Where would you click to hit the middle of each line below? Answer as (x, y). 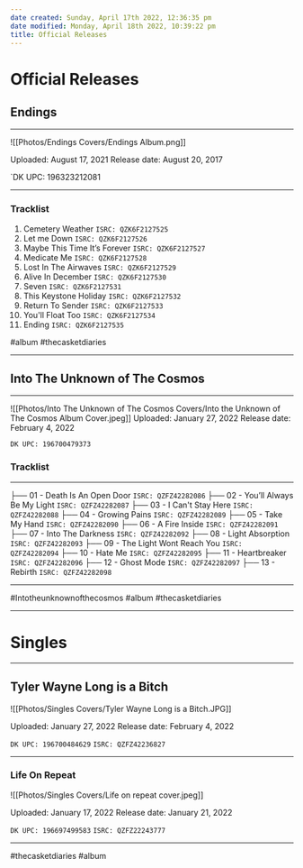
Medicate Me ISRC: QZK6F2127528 (85, 257)
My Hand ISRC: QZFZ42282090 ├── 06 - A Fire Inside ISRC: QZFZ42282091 (144, 524)
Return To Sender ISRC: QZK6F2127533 (93, 305)
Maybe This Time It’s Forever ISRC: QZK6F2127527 (114, 248)
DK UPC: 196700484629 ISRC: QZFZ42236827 (88, 745)
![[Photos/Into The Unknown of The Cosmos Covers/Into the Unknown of (146, 409)
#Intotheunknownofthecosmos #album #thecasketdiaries (116, 598)
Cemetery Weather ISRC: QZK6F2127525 (96, 228)
